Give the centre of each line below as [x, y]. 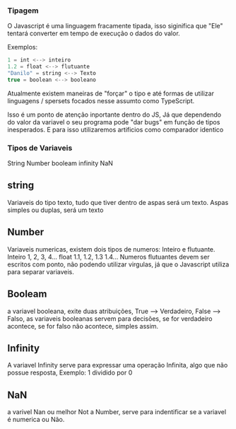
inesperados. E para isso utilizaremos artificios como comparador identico [116, 129]
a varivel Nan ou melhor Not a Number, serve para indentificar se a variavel [117, 412]
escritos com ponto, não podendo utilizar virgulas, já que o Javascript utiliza [118, 264]
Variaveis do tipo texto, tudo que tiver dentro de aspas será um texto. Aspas [118, 202]
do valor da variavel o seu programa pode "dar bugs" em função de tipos [114, 122]
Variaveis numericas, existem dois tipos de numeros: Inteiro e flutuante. [111, 249]
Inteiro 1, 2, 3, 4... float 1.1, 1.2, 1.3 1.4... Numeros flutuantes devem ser [108, 257]
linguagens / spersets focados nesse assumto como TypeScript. [101, 100]
